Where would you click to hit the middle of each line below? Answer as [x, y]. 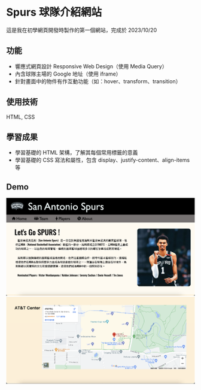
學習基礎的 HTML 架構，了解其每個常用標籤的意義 [76, 153]
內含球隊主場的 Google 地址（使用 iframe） [68, 74]
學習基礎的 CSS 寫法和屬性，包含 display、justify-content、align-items [102, 160]
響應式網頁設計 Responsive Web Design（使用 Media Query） [91, 66]
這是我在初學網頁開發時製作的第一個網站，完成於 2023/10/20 [82, 30]
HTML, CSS [21, 117]
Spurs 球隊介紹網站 [54, 12]
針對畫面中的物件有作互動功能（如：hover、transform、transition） [98, 81]
